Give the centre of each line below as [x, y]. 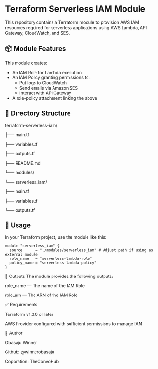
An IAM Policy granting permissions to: [51, 77]
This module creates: [26, 63]
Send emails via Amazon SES [49, 88]
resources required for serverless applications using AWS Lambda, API [76, 27]
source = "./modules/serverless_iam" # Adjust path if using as [81, 250]
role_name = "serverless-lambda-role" [51, 259]
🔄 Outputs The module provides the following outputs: [59, 277]
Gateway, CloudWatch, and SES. [37, 33]
